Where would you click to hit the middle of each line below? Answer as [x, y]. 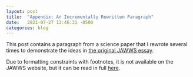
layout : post [22, 11]
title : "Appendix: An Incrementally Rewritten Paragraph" [80, 17]
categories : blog [27, 28]
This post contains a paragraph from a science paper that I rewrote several [97, 44]
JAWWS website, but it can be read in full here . [63, 68]
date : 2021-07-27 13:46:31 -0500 [50, 22]
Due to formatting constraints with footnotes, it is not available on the [90, 62]
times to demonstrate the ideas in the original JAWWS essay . [80, 51]
